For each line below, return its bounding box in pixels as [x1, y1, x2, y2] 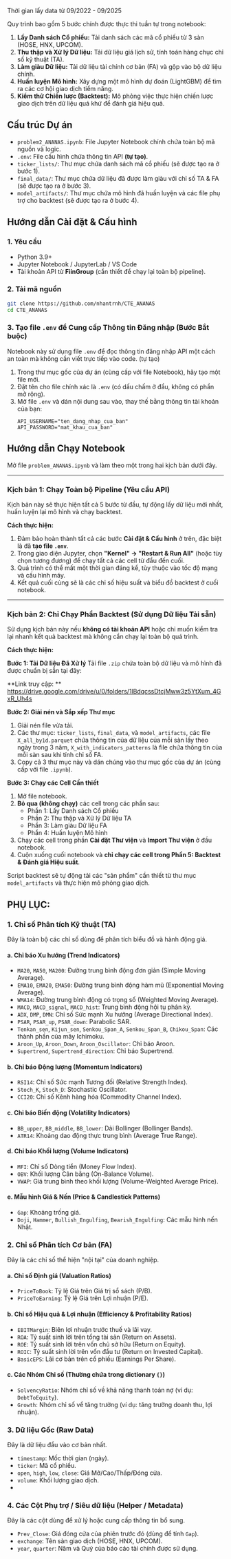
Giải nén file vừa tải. [16, 721, 74, 729]
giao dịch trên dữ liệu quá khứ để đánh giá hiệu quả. [16, 99, 165, 107]
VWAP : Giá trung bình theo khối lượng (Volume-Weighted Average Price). [16, 1177, 219, 1185]
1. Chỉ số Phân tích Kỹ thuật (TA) [7, 919, 116, 929]
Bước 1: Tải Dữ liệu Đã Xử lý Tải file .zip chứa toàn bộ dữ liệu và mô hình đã [7, 659, 222, 667]
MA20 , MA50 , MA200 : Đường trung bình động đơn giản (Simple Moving [16, 966, 206, 974]
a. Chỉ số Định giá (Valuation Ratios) [7, 1271, 111, 1279]
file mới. [16, 375, 40, 383]
